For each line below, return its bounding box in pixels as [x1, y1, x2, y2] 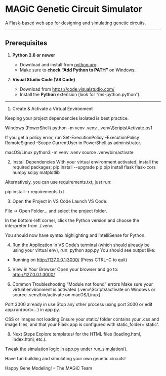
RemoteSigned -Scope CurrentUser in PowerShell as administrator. [5, 140, 142, 146]
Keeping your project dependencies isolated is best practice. [5, 115, 129, 121]
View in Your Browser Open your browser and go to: [12, 266, 119, 272]
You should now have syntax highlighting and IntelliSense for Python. [5, 232, 146, 238]
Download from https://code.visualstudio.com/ [19, 86, 115, 92]
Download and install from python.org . [19, 61, 98, 67]
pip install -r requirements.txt [5, 188, 64, 194]
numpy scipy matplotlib [12, 169, 60, 175]
